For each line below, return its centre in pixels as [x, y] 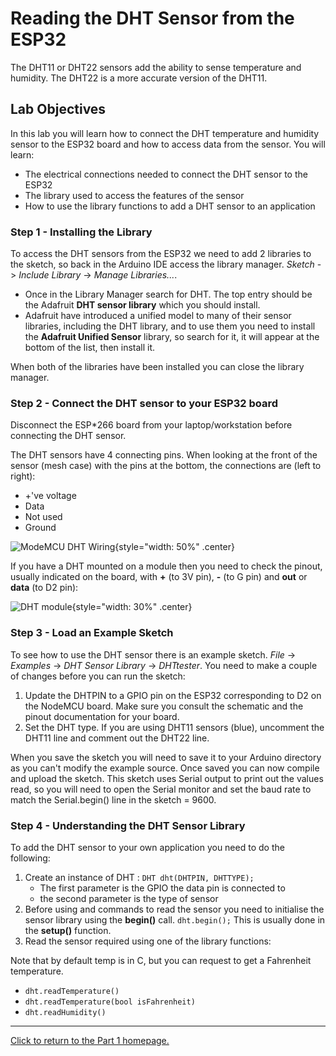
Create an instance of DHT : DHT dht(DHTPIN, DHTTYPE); [139, 877]
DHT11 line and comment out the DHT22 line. [117, 738]
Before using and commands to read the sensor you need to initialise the [174, 909]
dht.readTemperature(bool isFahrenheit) [110, 1002]
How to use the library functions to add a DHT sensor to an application [170, 206]
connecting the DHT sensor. [68, 436]
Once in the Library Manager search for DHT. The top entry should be [168, 294]
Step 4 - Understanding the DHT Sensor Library [128, 825]
